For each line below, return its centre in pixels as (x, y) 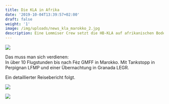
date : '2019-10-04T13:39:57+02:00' (43, 15)
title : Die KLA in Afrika (32, 10)
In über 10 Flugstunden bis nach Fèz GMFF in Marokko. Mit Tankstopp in (80, 62)
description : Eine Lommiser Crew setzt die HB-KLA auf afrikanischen (80, 33)
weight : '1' (18, 24)
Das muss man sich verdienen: (37, 57)
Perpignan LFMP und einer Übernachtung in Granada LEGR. (67, 68)
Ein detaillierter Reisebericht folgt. (40, 77)
